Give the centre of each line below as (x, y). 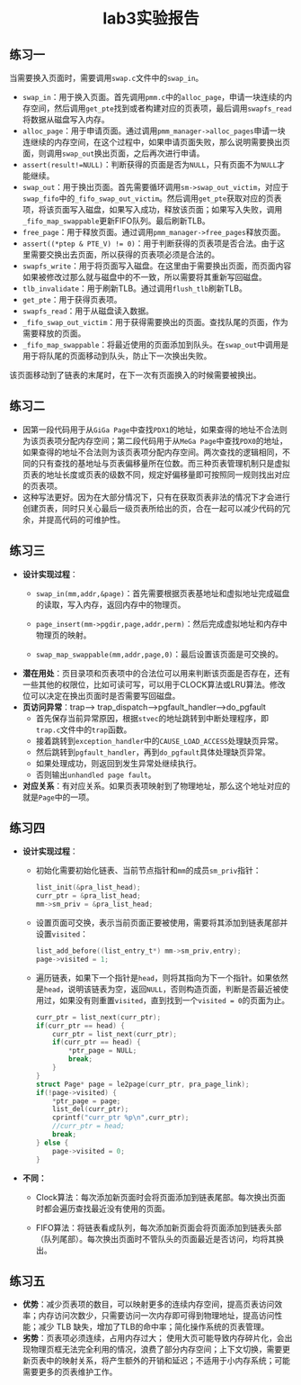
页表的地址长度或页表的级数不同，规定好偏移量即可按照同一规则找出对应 (156, 475)
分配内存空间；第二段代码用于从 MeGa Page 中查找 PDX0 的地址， (174, 440)
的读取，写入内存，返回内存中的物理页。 (111, 604)
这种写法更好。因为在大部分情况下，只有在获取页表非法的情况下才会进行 (156, 497)
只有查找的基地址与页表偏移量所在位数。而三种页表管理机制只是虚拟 (164, 463)
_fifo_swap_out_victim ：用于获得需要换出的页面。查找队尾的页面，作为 (155, 322)
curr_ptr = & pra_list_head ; (88, 896)
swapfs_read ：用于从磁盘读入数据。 (88, 311)
